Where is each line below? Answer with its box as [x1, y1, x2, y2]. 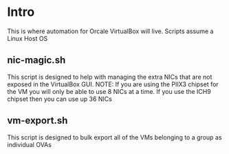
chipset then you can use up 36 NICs [7, 95, 112, 103]
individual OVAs [7, 140, 52, 148]
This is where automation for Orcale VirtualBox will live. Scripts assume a [7, 27, 214, 35]
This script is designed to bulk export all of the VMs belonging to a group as [7, 133, 222, 142]
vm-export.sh [7, 115, 68, 126]
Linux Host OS [7, 34, 48, 42]
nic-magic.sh [7, 55, 66, 66]
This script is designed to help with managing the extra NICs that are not [7, 73, 212, 81]
